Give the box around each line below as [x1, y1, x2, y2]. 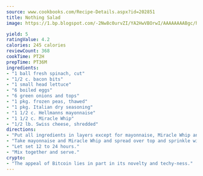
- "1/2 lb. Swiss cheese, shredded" [6, 121, 98, 127]
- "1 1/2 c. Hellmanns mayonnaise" [6, 109, 96, 116]
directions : [6, 126, 36, 133]
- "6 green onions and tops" [6, 93, 80, 99]
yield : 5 [6, 31, 28, 37]
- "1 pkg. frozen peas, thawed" [6, 99, 88, 105]
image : [6, 20, 23, 26]
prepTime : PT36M [6, 59, 47, 65]
